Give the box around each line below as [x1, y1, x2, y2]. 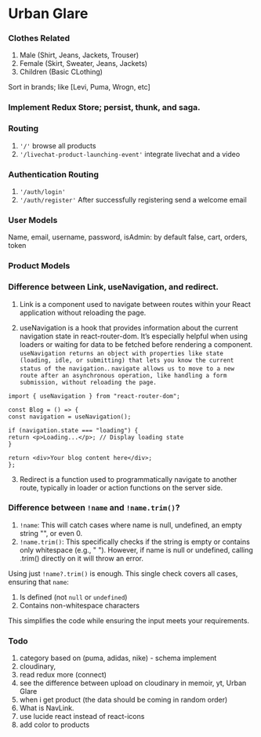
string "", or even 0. [19, 528, 83, 538]
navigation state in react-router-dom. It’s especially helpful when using [19, 331, 248, 341]
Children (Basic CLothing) [19, 67, 103, 77]
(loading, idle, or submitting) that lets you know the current [19, 356, 234, 364]
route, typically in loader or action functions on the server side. [19, 483, 223, 492]
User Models [8, 214, 58, 225]
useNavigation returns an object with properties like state [19, 349, 224, 357]
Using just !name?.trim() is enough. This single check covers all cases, [8, 568, 238, 578]
